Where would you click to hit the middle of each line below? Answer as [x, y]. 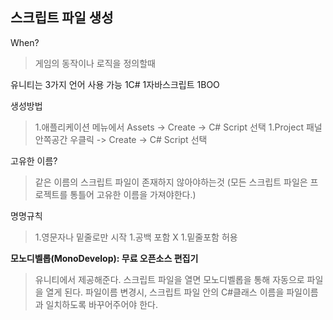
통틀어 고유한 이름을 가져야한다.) [133, 194]
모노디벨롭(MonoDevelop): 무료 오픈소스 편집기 [104, 258]
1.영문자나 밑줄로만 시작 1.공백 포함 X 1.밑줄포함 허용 [136, 237]
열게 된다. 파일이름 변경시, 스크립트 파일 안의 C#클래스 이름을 [165, 292]
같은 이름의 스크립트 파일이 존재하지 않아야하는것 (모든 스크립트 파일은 [171, 182]
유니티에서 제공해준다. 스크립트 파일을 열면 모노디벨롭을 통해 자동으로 [169, 279]
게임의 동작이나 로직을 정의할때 [95, 63]
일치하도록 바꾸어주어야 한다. [101, 304]
